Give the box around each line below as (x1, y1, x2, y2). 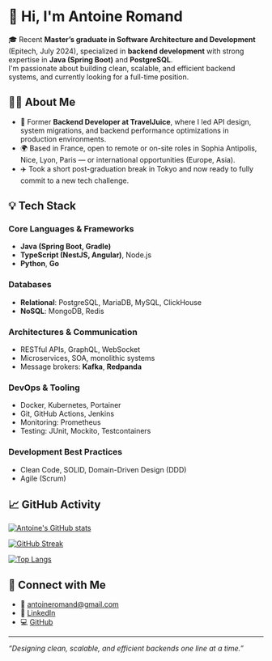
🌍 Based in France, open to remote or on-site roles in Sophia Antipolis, (19, 143, 257, 153)
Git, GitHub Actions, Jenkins (19, 409, 115, 419)
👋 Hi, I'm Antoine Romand (8, 7, 184, 26)
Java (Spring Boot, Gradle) (19, 242, 112, 252)
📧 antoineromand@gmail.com (19, 600, 119, 609)
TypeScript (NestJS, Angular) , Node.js (19, 250, 152, 260)
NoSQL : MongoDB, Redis (19, 306, 104, 316)
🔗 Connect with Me (8, 578, 107, 591)
